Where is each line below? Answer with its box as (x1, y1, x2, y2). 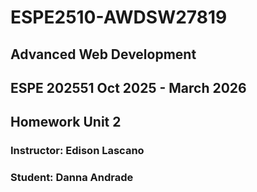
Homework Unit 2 (10, 114, 122, 131)
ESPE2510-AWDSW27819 (10, 6, 228, 29)
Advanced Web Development (10, 46, 197, 63)
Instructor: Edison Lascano (10, 144, 145, 158)
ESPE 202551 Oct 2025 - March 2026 (10, 79, 247, 96)
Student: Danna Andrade (10, 171, 134, 185)
